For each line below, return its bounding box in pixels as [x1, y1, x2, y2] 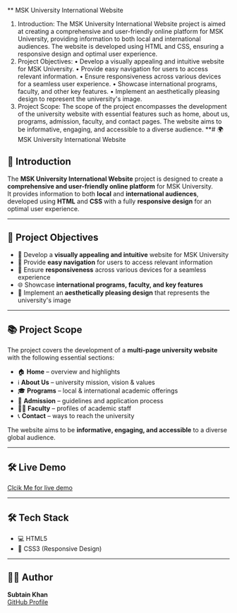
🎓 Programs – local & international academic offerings [17, 386, 178, 395]
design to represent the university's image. [17, 95, 142, 103]
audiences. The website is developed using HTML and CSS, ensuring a [17, 42, 224, 50]
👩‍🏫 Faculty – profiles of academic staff [17, 404, 132, 412]
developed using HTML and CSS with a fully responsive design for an [7, 197, 212, 206]
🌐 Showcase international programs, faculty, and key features [17, 280, 203, 289]
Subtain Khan [7, 590, 48, 599]
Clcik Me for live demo [7, 484, 73, 492]
